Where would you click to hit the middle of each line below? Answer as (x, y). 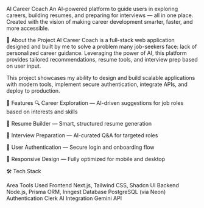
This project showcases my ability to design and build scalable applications (101, 78)
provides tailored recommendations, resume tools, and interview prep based (102, 59)
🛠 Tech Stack (24, 171)
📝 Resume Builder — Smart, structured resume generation (79, 124)
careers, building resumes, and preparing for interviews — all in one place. (100, 15)
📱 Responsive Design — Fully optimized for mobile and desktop (86, 159)
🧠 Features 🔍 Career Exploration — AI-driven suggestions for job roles (95, 103)
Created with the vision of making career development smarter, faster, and (100, 22)
